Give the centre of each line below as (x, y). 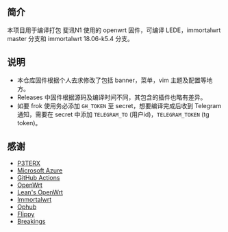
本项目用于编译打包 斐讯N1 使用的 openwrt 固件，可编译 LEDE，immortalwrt (114, 30)
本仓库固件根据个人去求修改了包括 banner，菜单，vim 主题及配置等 (112, 80)
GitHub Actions (38, 178)
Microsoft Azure (40, 170)
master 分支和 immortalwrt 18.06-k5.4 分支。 (70, 38)
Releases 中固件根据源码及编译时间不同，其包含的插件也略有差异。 (112, 97)
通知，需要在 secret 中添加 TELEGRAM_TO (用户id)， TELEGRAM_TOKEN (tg (113, 114)
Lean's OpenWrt (40, 192)
